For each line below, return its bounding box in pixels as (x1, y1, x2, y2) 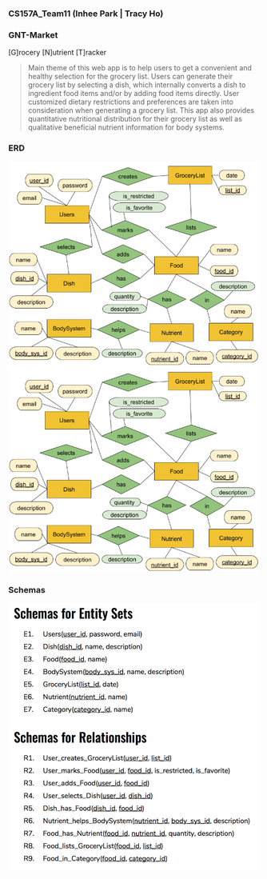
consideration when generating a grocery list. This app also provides (27, 106, 254, 115)
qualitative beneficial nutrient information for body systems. (27, 122, 225, 132)
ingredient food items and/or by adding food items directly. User (27, 89, 240, 98)
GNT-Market (8, 29, 58, 40)
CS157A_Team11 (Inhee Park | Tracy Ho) (8, 8, 164, 19)
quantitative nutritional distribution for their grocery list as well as (27, 114, 242, 124)
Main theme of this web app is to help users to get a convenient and (27, 63, 252, 73)
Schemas (8, 585, 46, 596)
